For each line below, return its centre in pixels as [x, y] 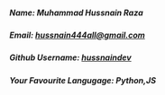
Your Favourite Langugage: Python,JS [82, 80]
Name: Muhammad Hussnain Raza [77, 13]
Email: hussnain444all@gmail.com [78, 35]
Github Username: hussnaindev [71, 57]
